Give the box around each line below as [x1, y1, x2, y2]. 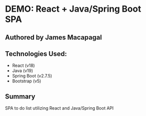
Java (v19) [12, 68, 33, 74]
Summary [5, 92, 36, 100]
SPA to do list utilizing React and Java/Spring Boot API [5, 105, 114, 111]
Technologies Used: [5, 50, 67, 58]
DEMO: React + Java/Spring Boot [5, 3, 141, 15]
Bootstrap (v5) [12, 78, 41, 84]
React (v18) [12, 62, 35, 69]
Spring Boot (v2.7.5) [12, 73, 53, 79]
